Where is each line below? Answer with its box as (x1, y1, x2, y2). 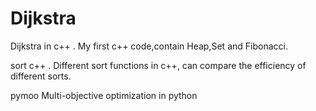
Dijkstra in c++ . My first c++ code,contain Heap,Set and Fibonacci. (10, 40, 288, 52)
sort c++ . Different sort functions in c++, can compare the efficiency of (10, 59, 307, 71)
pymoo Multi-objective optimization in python (10, 89, 198, 101)
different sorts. (10, 70, 72, 82)
